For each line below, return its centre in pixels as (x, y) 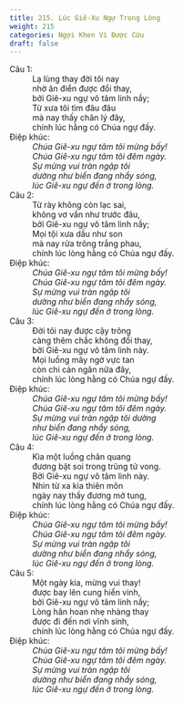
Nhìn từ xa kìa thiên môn (78, 486)
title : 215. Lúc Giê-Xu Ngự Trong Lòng (85, 18)
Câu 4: (22, 447)
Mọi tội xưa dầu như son (77, 234)
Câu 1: (21, 69)
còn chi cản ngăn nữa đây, (82, 369)
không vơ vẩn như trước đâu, (86, 214)
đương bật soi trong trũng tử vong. (97, 467)
